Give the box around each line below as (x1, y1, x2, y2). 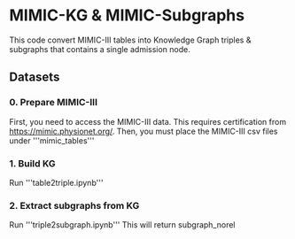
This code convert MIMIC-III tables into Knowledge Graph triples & (9, 35, 252, 45)
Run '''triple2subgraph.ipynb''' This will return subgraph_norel (9, 220, 236, 230)
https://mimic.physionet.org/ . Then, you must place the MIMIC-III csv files (9, 126, 278, 136)
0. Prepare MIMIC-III (9, 96, 98, 109)
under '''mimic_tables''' (9, 135, 95, 146)
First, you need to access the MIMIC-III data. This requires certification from (9, 116, 286, 127)
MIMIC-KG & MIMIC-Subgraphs (9, 5, 245, 26)
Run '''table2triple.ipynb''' (9, 177, 104, 188)
